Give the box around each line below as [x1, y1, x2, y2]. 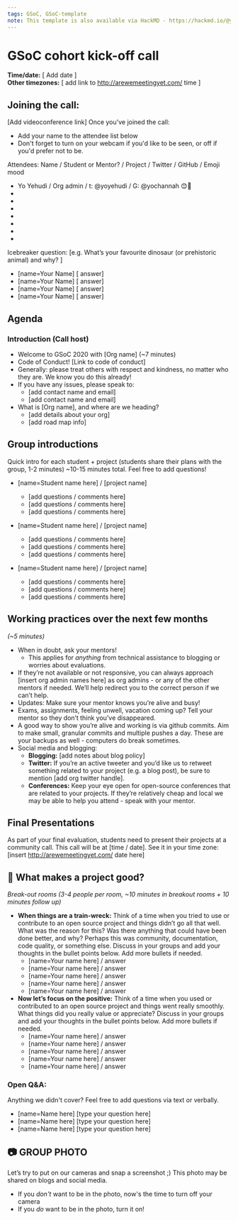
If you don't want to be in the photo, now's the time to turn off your [17, 1189, 212, 1199]
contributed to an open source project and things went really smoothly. [17, 1002, 225, 1011]
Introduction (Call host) [7, 334, 89, 344]
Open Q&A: [7, 1080, 47, 1089]
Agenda [7, 313, 43, 325]
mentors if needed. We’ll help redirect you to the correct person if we [17, 683, 220, 692]
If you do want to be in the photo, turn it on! [17, 1205, 145, 1214]
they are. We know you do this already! [17, 372, 132, 381]
